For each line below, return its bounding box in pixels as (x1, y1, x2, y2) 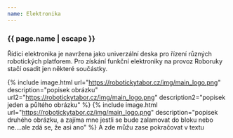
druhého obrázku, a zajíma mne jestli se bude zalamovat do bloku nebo (7, 115, 214, 124)
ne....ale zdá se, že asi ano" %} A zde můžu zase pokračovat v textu (7, 123, 205, 131)
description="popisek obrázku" (7, 85, 98, 94)
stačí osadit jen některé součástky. (7, 64, 107, 73)
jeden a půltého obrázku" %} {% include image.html (7, 100, 158, 109)
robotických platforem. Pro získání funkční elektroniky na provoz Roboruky (7, 57, 223, 65)
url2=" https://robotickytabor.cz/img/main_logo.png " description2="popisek (7, 93, 226, 101)
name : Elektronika (7, 10, 61, 18)
